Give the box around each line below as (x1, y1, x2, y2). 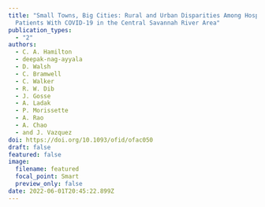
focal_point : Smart (15, 172, 80, 181)
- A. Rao (15, 114, 44, 122)
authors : (8, 41, 37, 49)
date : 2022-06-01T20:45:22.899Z (8, 187, 114, 195)
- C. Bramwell (15, 70, 62, 78)
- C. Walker (15, 77, 55, 85)
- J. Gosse (15, 92, 51, 100)
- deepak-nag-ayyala (15, 56, 83, 64)
